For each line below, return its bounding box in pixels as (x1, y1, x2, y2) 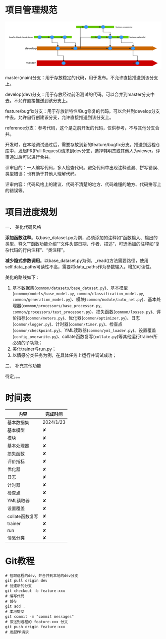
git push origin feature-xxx (5, 624, 65, 629)
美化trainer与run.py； (12, 346, 56, 352)
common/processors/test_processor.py (12, 310, 91, 315)
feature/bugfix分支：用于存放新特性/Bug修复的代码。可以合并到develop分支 (5, 108, 160, 114)
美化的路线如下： (5, 274, 40, 280)
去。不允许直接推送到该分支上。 (5, 98, 70, 103)
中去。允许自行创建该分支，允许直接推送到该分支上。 (5, 115, 114, 120)
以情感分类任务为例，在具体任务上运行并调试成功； (12, 352, 117, 358)
